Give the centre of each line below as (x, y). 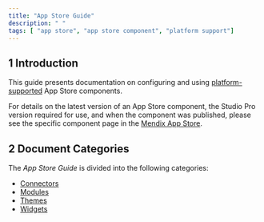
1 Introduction (43, 63)
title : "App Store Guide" (51, 16)
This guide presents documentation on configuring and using (109, 83)
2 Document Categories (69, 149)
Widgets (34, 209)
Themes (34, 200)
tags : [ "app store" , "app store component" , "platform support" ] (121, 30)
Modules (34, 192)
